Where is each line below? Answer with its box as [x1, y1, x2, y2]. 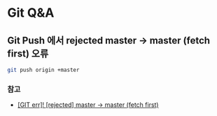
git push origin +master [7, 66, 80, 73]
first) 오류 [7, 48, 49, 59]
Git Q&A [7, 5, 55, 21]
